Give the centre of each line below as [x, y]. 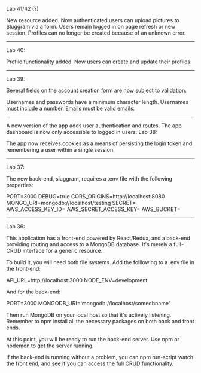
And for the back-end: [33, 292]
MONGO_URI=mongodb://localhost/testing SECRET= [71, 203]
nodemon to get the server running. [50, 346]
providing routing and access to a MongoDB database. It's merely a [89, 244]
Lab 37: [16, 167]
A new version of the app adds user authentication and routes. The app [94, 126]
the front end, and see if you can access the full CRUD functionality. [90, 363]
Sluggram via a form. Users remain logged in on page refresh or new [91, 27]
